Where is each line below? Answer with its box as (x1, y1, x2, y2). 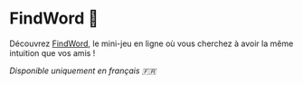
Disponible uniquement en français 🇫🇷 (9, 65, 156, 76)
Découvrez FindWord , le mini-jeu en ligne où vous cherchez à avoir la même (9, 38, 294, 49)
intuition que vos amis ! (9, 47, 96, 58)
